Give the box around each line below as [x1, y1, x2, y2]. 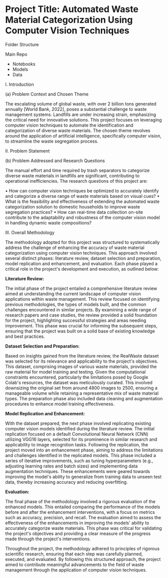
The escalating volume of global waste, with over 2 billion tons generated [5, 100, 156, 106]
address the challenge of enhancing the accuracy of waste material [5, 245, 144, 251]
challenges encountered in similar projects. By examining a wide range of [5, 306, 157, 312]
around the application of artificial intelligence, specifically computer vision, [5, 133, 162, 139]
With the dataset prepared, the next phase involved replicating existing [5, 420, 151, 426]
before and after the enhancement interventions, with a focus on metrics [5, 509, 155, 515]
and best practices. [5, 333, 45, 339]
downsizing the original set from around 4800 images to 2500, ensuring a [5, 385, 158, 391]
